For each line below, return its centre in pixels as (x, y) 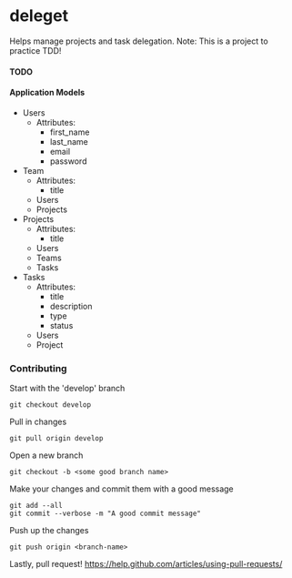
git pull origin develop (56, 439)
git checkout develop (50, 405)
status (61, 325)
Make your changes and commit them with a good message (121, 489)
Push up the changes (49, 531)
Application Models (47, 93)
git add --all (36, 506)
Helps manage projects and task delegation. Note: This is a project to (139, 41)
